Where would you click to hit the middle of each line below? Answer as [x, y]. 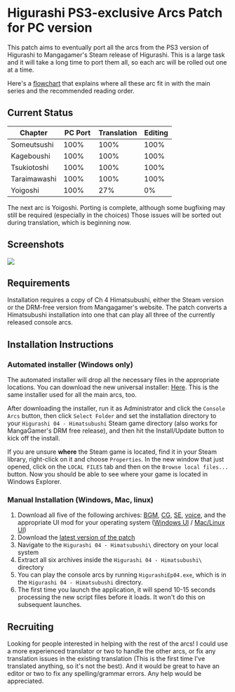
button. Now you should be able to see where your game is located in [108, 474]
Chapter [34, 133]
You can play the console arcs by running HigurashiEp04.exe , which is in [122, 575]
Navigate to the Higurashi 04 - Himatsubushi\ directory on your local [118, 545]
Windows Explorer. [34, 482]
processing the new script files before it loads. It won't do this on [111, 597]
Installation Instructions [61, 345]
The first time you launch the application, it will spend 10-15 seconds [116, 590]
